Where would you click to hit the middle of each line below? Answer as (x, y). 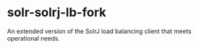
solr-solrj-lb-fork (57, 13)
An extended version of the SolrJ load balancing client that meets (99, 31)
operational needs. (34, 38)
